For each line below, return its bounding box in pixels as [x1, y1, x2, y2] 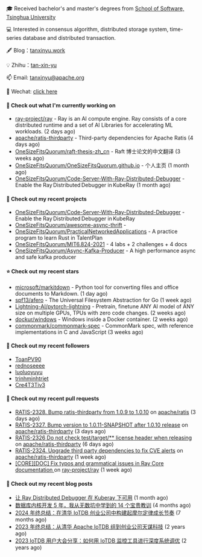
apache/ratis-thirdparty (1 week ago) [14, 453, 107, 460]
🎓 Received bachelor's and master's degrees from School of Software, [6, 5, 185, 12]
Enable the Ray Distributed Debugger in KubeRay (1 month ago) [14, 182, 171, 189]
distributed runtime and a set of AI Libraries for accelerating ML [14, 121, 173, 129]
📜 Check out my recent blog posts [6, 480, 93, 487]
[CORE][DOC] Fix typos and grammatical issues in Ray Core [14, 460, 164, 467]
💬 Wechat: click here [6, 88, 58, 95]
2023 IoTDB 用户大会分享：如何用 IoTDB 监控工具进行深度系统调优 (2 [14, 537, 187, 544]
